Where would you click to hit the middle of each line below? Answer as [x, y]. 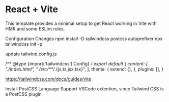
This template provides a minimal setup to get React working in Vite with [81, 23]
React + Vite [32, 9]
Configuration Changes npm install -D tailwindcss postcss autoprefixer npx [84, 39]
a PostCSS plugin [23, 94]
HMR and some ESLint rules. [35, 28]
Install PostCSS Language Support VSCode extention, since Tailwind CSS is [84, 89]
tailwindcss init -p [24, 44]
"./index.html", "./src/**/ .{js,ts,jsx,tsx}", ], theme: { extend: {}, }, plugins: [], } [84, 69]
